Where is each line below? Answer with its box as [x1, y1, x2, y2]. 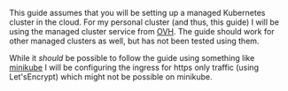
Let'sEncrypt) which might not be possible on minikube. [9, 72, 213, 82]
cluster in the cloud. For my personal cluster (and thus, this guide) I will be [9, 17, 280, 27]
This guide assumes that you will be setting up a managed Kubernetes [9, 8, 266, 18]
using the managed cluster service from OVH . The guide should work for [9, 27, 275, 36]
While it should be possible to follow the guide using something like [9, 53, 255, 63]
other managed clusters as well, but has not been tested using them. [9, 35, 260, 46]
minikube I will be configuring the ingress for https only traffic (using [9, 62, 260, 72]
